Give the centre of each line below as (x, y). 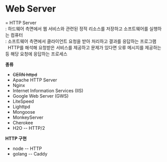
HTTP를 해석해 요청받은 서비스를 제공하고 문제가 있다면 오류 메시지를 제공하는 (84, 47)
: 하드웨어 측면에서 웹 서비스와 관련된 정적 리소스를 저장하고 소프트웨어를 (77, 29)
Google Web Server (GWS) (40, 96)
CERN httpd (25, 74)
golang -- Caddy (30, 153)
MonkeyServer (28, 117)
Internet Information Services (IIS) (48, 91)
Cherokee (23, 123)
